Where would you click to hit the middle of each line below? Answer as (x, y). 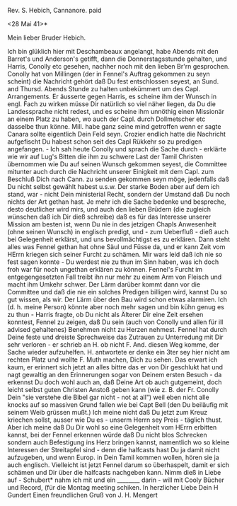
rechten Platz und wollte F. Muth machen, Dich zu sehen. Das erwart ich (112, 360)
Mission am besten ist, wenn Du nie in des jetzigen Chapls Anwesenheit (112, 224)
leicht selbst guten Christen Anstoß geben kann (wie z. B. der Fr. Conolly (113, 390)
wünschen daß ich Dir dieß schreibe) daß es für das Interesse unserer (109, 217)
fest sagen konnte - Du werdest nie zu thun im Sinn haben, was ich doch (113, 262)
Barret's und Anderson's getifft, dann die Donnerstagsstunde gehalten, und (117, 59)
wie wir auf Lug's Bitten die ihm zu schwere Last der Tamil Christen (105, 156)
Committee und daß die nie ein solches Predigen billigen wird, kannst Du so (117, 292)
